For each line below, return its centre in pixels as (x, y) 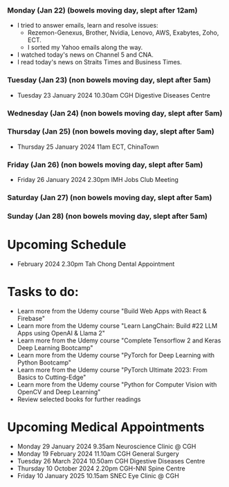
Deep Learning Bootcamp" (55, 347)
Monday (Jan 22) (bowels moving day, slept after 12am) (102, 10)
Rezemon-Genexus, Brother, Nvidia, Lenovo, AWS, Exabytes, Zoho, (123, 33)
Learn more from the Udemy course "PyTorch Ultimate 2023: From (112, 369)
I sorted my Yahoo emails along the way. (85, 48)
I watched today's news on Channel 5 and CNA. (85, 55)
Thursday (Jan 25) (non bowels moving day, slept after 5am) (111, 131)
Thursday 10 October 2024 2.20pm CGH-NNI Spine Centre (101, 468)
